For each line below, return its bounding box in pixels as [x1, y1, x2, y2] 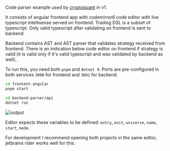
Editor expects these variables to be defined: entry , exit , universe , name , [5, 119, 157, 125]
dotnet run [5, 100, 29, 105]
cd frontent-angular [5, 81, 49, 86]
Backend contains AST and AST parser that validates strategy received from [5, 40, 165, 46]
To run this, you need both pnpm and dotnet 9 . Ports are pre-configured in [5, 66, 159, 72]
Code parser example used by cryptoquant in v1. [5, 5, 107, 10]
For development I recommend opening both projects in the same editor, [5, 134, 157, 140]
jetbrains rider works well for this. [5, 140, 75, 146]
